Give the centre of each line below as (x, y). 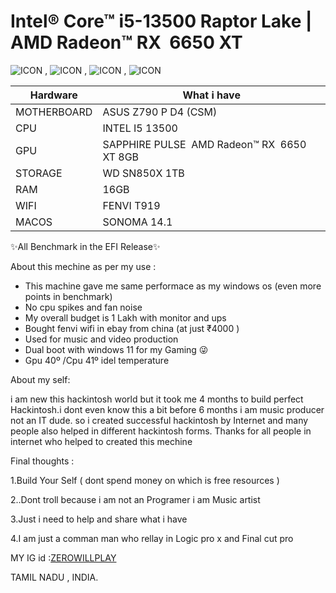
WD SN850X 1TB (143, 173)
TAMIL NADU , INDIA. (54, 577)
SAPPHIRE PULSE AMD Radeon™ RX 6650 (204, 144)
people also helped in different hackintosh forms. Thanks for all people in (161, 431)
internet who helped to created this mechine (101, 441)
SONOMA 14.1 (137, 222)
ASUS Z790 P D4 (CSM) (160, 112)
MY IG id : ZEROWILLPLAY (63, 557)
